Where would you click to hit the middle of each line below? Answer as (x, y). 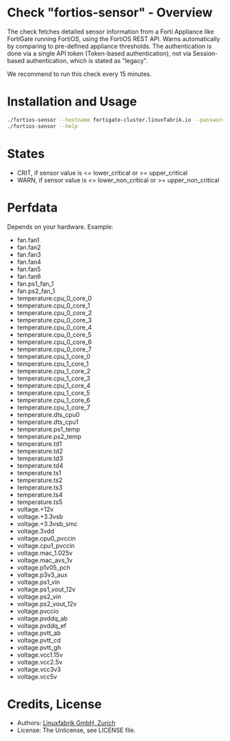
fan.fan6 (29, 276)
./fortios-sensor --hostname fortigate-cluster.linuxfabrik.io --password (116, 120)
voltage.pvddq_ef (42, 625)
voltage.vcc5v (37, 677)
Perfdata (33, 208)
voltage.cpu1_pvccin (46, 545)
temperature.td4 (40, 465)
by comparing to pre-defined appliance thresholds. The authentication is (110, 46)
